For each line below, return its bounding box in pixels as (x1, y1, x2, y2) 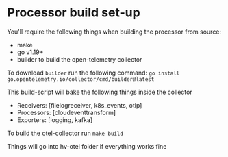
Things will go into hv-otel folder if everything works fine (7, 142, 167, 150)
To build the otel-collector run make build (7, 129, 123, 137)
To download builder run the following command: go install (7, 69, 180, 77)
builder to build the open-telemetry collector (16, 55, 142, 63)
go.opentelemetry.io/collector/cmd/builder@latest (7, 75, 155, 83)
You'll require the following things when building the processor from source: (7, 27, 221, 36)
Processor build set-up (7, 5, 140, 21)
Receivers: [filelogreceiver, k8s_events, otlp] (16, 101, 142, 109)
